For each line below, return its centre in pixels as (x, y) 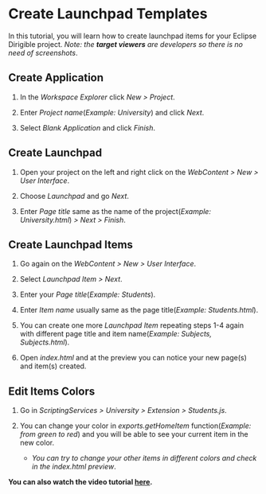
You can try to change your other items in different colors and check (144, 458)
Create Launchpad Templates (108, 14)
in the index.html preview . (74, 467)
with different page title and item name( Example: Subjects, (116, 334)
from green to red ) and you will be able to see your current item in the (134, 434)
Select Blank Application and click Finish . (87, 127)
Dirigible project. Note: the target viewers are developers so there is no (126, 44)
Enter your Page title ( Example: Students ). (88, 294)
